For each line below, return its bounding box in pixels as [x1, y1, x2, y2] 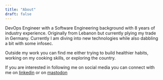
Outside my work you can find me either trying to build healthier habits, [5, 49, 149, 56]
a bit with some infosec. [5, 40, 53, 46]
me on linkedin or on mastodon [5, 69, 68, 75]
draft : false [5, 12, 32, 16]
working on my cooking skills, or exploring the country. [5, 55, 116, 61]
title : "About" [5, 7, 36, 12]
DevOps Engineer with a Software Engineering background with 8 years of [5, 25, 155, 31]
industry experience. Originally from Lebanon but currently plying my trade [5, 30, 156, 36]
